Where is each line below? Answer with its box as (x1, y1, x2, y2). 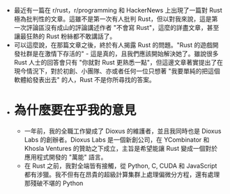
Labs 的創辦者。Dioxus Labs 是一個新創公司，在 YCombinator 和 (24, 135, 210, 144)
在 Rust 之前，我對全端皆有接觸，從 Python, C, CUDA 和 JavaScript (24, 161, 217, 170)
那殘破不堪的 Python (24, 179, 84, 187)
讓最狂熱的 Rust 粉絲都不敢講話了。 (13, 32, 116, 40)
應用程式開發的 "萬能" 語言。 (24, 152, 107, 161)
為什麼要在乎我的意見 (13, 103, 137, 118)
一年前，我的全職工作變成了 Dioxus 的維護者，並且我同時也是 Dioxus (24, 127, 222, 135)
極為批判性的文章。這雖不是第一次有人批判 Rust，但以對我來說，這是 (13, 15, 212, 23)
